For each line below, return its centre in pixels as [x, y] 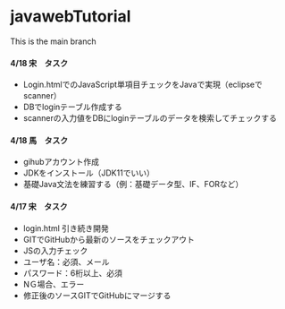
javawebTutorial [71, 17]
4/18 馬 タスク [39, 140]
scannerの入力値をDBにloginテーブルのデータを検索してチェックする [150, 118]
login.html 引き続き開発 [66, 228]
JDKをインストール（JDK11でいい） [88, 173]
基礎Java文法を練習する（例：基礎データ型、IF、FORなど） [133, 185]
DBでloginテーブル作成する [73, 107]
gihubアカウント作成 [61, 162]
